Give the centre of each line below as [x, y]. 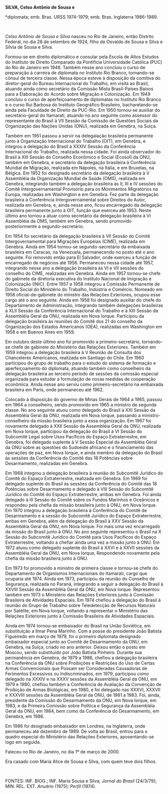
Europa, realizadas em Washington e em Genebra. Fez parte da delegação [82, 194]
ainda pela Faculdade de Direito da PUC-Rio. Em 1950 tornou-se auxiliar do [83, 110]
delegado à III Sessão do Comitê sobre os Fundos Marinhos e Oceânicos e [82, 500]
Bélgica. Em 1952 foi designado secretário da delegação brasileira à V [77, 173]
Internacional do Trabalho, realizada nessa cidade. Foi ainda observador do [83, 152]
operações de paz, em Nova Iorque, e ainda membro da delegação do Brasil [84, 453]
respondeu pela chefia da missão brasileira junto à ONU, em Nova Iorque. [81, 505]
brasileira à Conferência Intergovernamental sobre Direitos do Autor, [76, 200]
